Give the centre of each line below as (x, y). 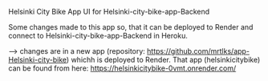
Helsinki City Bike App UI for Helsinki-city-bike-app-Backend (109, 12)
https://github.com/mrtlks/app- (199, 51)
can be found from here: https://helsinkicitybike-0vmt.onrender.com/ (122, 68)
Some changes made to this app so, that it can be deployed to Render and (131, 27)
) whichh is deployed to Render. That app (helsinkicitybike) (163, 60)
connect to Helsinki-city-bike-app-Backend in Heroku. (98, 36)
